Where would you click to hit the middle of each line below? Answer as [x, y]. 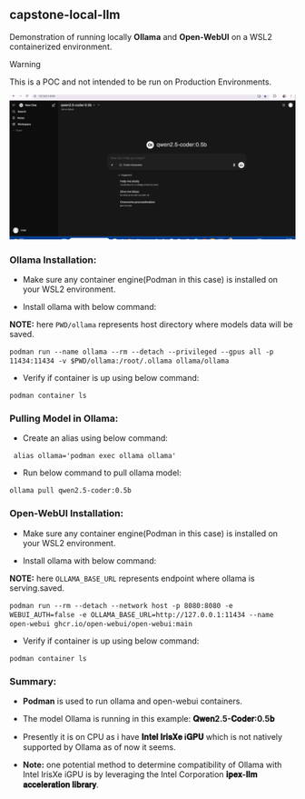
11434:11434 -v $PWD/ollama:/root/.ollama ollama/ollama [119, 361]
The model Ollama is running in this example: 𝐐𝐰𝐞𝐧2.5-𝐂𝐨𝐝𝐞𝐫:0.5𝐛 [148, 718]
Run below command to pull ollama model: [102, 473]
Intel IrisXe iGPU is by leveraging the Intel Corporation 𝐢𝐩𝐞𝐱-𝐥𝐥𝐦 [140, 774]
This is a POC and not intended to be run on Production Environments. [141, 82]
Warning [25, 64]
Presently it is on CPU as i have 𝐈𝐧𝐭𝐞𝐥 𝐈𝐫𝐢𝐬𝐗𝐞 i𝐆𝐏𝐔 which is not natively [152, 736]
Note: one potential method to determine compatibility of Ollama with [152, 764]
